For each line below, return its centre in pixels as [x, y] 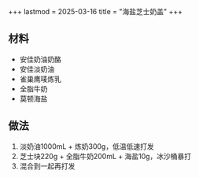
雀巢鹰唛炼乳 [40, 79]
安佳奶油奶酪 [40, 59]
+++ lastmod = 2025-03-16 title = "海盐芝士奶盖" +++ [96, 11]
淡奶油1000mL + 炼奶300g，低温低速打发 [87, 146]
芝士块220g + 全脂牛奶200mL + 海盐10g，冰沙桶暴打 [105, 156]
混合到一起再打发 [47, 166]
